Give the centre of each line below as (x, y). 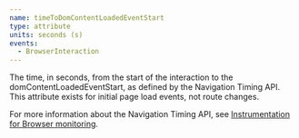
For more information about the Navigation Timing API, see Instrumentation (150, 114)
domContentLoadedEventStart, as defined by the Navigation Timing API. (145, 87)
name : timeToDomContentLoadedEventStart (87, 18)
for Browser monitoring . (54, 124)
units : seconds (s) (46, 34)
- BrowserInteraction (59, 52)
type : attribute (40, 26)
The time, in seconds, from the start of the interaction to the (121, 77)
